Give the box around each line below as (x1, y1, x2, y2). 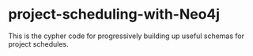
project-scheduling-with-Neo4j (8, 5, 220, 23)
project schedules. (8, 39, 69, 48)
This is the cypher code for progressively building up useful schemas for (8, 31, 245, 40)
